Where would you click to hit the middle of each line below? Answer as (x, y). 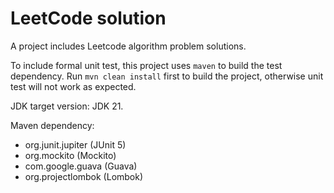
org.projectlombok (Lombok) (84, 176)
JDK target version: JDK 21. (67, 106)
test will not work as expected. (73, 86)
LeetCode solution (88, 18)
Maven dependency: (52, 125)
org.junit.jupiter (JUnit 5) (75, 144)
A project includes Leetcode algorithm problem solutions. (128, 46)
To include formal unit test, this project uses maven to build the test (146, 65)
